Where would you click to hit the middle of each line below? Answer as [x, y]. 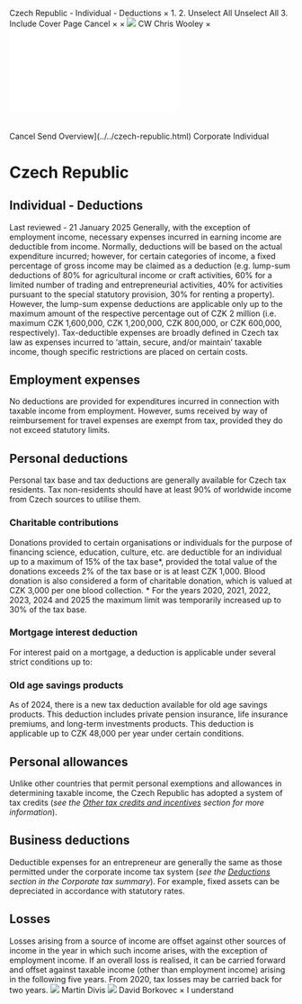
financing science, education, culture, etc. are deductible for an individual [146, 552]
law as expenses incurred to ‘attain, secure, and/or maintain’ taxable [136, 342]
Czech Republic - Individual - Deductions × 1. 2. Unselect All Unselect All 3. [149, 13]
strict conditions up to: [51, 662]
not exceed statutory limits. [60, 430]
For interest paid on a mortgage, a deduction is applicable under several [142, 652]
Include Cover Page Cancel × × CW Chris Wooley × [110, 23]
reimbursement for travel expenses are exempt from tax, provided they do [146, 421]
